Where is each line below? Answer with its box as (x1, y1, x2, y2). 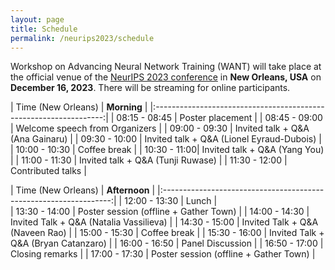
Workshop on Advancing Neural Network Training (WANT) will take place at (10, 61, 322, 73)
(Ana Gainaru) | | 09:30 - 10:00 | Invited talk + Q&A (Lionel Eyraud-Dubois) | (10, 133, 322, 145)
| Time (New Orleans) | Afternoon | (10, 184, 156, 196)
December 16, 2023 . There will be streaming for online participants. (10, 82, 291, 94)
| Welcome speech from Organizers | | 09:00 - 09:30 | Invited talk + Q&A (10, 122, 310, 135)
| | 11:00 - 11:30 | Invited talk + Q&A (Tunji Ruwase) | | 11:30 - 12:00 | (10, 154, 288, 166)
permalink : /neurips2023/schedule (10, 33, 155, 43)
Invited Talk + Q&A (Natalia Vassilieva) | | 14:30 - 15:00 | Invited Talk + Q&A (10, 216, 319, 228)
